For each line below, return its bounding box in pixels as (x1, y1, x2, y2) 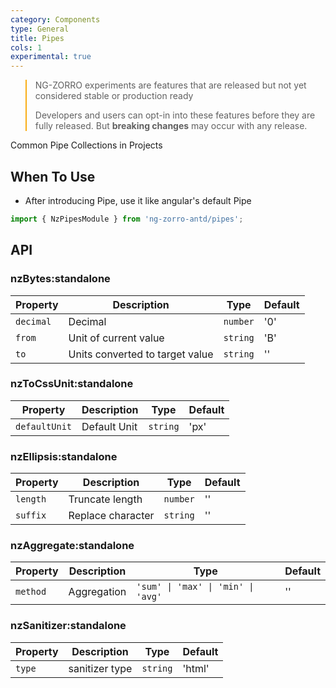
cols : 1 (10, 42, 43, 53)
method (15, 586, 47, 598)
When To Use (10, 168, 96, 185)
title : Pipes (10, 33, 65, 43)
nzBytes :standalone (10, 272, 111, 286)
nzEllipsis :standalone (10, 449, 118, 463)
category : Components (10, 14, 101, 25)
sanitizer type (68, 661, 133, 675)
